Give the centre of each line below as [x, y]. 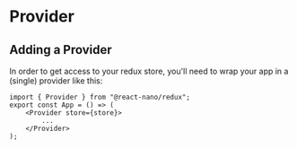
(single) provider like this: [56, 81]
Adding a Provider [61, 50]
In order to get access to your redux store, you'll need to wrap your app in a [149, 71]
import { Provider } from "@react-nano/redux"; [100, 97]
